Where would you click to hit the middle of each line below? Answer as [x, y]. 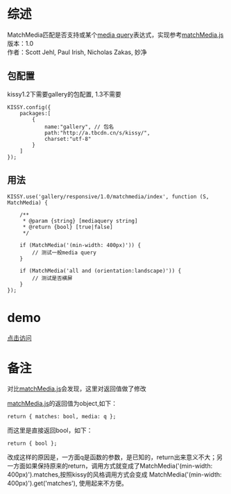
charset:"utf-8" [68, 139]
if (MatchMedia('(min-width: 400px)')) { [80, 245]
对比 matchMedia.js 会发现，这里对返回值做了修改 [77, 389]
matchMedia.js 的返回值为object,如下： [62, 404]
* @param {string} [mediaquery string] [80, 221]
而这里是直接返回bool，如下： [50, 430]
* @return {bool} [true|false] [68, 227]
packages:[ [35, 113]
